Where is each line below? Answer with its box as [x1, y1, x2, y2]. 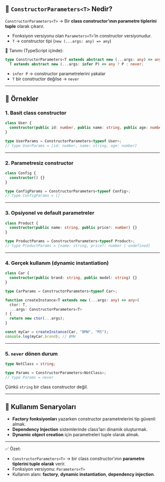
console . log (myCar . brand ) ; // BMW [5, 334, 76, 339]
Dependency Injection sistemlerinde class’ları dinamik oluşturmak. [12, 426, 148, 432]
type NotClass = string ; [5, 361, 56, 367]
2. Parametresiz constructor [5, 160, 74, 166]
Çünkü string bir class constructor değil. [5, 384, 88, 389]
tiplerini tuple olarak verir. [12, 461, 66, 467]
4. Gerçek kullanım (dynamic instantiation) [5, 259, 109, 266]
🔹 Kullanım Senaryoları [5, 403, 76, 411]
